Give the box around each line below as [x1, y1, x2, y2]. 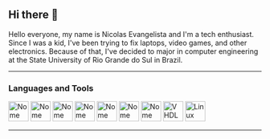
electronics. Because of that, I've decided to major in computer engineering [8, 46, 259, 56]
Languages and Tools [8, 82, 94, 93]
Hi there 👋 [8, 8, 59, 22]
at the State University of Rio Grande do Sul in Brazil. [8, 55, 183, 64]
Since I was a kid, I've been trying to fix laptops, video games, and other [8, 38, 247, 47]
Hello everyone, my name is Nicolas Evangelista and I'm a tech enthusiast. [8, 29, 255, 39]
